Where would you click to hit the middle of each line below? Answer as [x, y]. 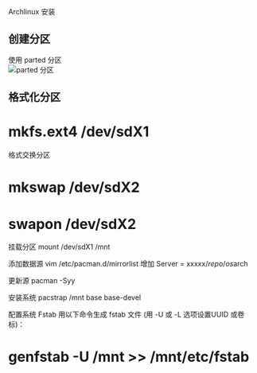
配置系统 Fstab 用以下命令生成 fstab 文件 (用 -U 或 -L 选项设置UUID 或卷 [127, 315]
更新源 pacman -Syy [42, 281]
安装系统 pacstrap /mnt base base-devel [75, 297]
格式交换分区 [29, 155]
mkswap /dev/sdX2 [74, 187]
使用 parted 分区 [35, 60]
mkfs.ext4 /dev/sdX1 [79, 132]
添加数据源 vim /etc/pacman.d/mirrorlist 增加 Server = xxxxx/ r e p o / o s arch [128, 264]
